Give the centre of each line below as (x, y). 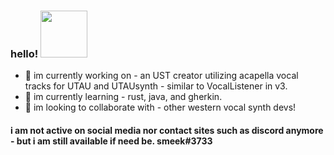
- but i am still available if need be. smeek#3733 (111, 141)
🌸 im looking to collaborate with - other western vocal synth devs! (160, 107)
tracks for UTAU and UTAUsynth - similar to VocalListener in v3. (156, 86)
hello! (24, 53)
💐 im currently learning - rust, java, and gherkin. (123, 97)
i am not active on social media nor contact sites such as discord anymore (167, 130)
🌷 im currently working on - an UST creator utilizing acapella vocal (161, 76)
